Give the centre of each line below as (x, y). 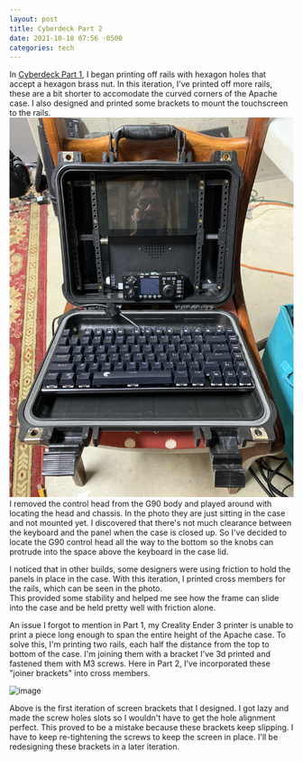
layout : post (34, 19)
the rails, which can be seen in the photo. (86, 588)
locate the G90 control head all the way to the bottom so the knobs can (142, 542)
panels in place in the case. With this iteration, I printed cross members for (147, 579)
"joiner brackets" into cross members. (80, 673)
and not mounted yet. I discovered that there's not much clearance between (151, 523)
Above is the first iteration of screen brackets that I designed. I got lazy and (149, 709)
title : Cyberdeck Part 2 (56, 28)
